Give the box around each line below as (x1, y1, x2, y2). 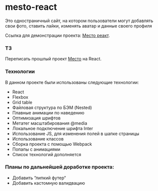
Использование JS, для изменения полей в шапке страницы (12, 131, 139, 136)
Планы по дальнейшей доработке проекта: (5, 164, 114, 170)
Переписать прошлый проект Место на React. (5, 56, 102, 62)
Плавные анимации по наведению (12, 109, 85, 115)
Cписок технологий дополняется (12, 151, 81, 157)
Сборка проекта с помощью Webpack (12, 141, 92, 147)
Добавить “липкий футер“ (12, 175, 66, 181)
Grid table (12, 99, 33, 105)
